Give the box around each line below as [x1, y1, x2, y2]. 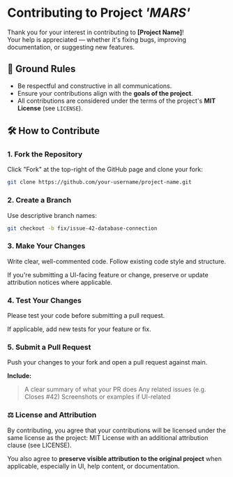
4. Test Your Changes [7, 295, 82, 305]
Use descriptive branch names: [7, 211, 98, 219]
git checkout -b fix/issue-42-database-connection [7, 225, 158, 232]
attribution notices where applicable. [7, 278, 113, 286]
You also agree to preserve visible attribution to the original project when [7, 454, 222, 462]
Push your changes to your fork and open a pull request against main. [7, 358, 208, 367]
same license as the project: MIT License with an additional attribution [7, 433, 209, 441]
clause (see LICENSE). [7, 441, 72, 449]
